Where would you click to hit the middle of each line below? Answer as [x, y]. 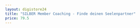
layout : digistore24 [26, 9]
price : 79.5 [17, 18]
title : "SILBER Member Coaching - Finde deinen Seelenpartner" [70, 14]
